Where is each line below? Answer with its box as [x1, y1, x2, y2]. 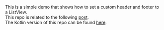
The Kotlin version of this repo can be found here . [5, 19, 107, 25]
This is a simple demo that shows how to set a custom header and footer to [5, 4, 160, 10]
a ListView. [5, 9, 27, 15]
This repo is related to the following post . [5, 15, 89, 20]
